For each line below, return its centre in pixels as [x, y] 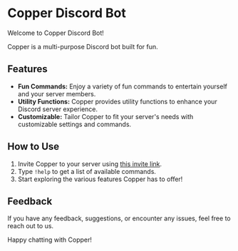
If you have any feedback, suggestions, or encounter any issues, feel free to [119, 218]
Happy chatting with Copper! [50, 240]
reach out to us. [31, 226]
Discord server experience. [58, 109]
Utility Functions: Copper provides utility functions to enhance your [117, 101]
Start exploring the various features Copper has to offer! [100, 179]
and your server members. [57, 93]
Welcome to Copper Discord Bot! [56, 33]
